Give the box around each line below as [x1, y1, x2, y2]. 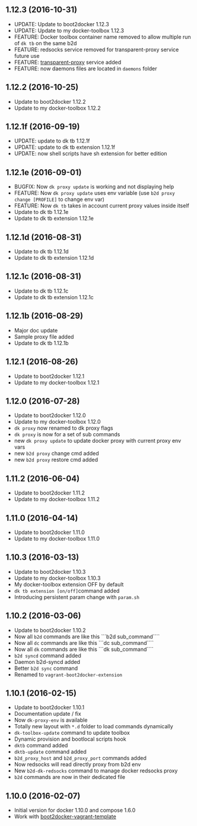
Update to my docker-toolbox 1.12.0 [14, 418, 101, 426]
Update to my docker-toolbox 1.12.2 [14, 104, 101, 111]
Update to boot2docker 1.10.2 [14, 626, 86, 634]
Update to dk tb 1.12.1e [14, 209, 69, 216]
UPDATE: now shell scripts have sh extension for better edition [14, 150, 167, 157]
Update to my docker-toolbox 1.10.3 [14, 575, 101, 582]
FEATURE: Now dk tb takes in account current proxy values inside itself [14, 202, 189, 209]
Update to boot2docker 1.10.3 [14, 568, 86, 575]
